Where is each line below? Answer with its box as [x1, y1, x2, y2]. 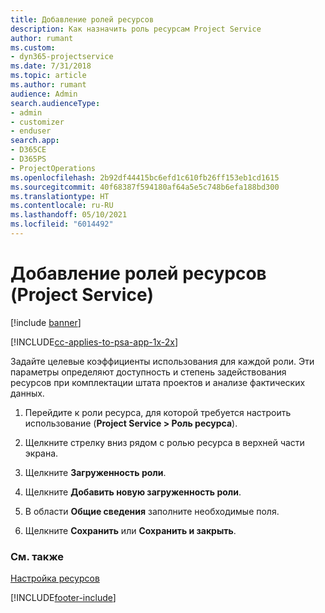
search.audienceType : [10, 98, 101, 108]
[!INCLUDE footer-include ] [10, 592, 117, 604]
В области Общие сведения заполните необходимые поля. [24, 505, 280, 517]
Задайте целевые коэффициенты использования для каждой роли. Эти [10, 355, 315, 367]
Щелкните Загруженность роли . [24, 466, 167, 478]
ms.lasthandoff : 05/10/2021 [10, 210, 128, 220]
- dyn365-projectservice [10, 52, 114, 62]
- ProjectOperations [10, 163, 97, 173]
